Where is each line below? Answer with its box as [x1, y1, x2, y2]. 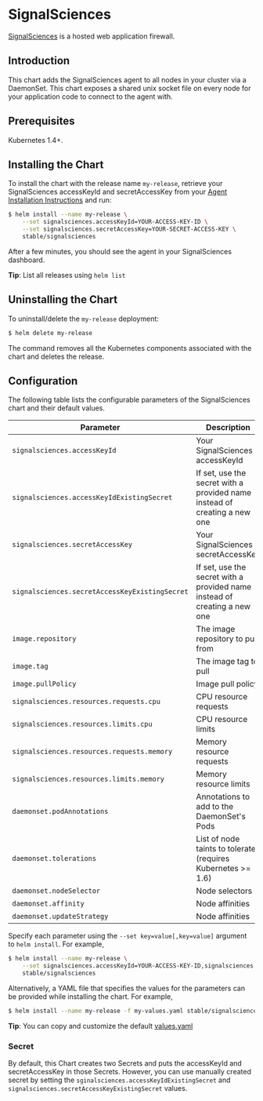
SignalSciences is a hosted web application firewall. [8, 31, 175, 41]
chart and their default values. [8, 403, 106, 413]
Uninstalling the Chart [8, 293, 118, 307]
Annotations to [196, 791, 250, 802]
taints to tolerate [196, 844, 256, 855]
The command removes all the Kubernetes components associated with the [8, 343, 252, 352]
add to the [196, 801, 233, 812]
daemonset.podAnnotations [12, 807, 109, 816]
